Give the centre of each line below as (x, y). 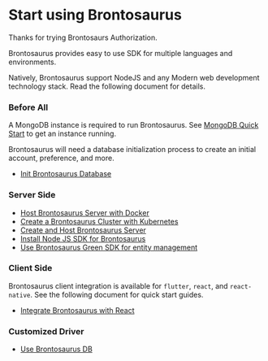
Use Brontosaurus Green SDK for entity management (108, 247)
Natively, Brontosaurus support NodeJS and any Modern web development (134, 77)
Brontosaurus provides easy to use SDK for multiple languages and (121, 53)
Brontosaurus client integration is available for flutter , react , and (119, 285)
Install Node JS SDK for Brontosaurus (83, 238)
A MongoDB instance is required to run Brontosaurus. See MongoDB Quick (134, 125)
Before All (28, 107)
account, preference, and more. (62, 158)
